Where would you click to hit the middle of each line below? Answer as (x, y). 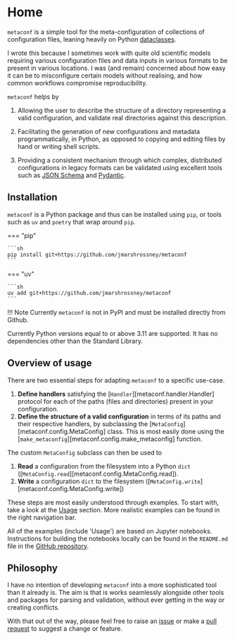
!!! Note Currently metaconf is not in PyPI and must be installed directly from (116, 312)
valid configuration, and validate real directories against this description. (122, 118)
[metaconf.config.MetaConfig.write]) (71, 488)
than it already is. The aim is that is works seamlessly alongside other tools (116, 593)
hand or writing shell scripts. (59, 146)
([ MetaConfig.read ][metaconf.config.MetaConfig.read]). (98, 473)
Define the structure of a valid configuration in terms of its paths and (119, 416)
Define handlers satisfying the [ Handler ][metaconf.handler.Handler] (116, 394)
